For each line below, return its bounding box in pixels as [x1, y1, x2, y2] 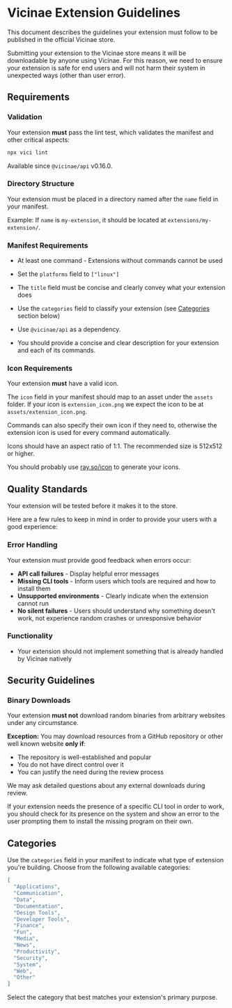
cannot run [17, 599, 49, 607]
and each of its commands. [17, 346, 96, 355]
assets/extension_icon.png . [7, 408, 88, 416]
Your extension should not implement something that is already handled [17, 647, 224, 655]
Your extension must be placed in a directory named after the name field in [7, 194, 218, 203]
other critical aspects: [7, 135, 70, 144]
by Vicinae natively [17, 654, 72, 663]
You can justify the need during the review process [17, 768, 164, 777]
